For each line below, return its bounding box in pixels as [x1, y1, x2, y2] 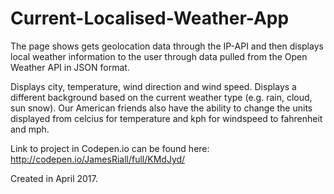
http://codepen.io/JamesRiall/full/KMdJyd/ [10, 153, 186, 165]
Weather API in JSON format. [10, 61, 130, 73]
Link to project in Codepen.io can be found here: [10, 142, 210, 154]
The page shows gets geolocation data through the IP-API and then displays [10, 40, 324, 52]
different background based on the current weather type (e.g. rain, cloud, [10, 91, 313, 103]
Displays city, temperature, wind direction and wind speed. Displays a [10, 80, 297, 92]
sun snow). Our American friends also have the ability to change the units [10, 102, 313, 114]
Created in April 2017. [10, 172, 98, 184]
